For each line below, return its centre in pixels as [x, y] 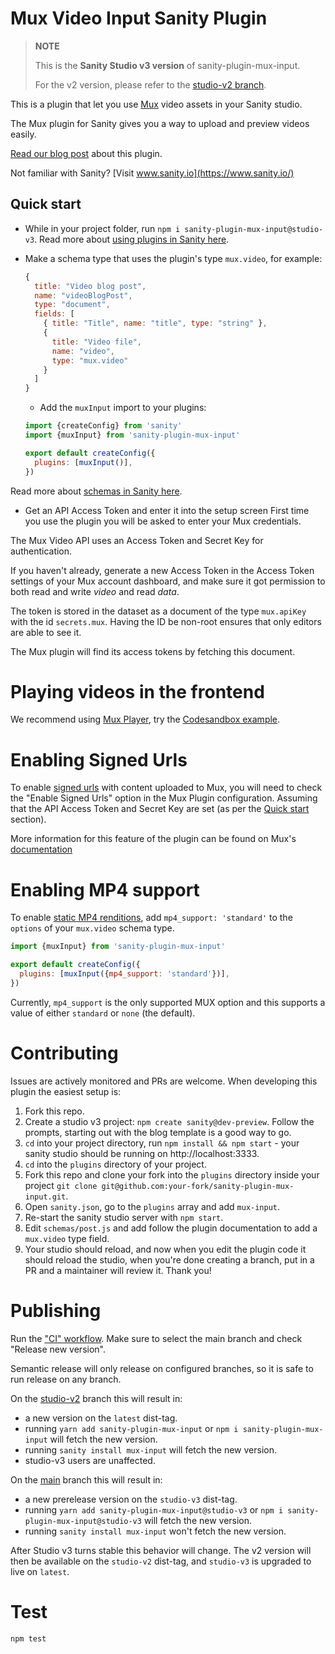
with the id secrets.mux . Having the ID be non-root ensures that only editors [166, 621]
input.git [45, 1197]
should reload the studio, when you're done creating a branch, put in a [169, 1259]
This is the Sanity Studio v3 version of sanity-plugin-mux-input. [167, 65]
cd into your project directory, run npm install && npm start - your [162, 1143]
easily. [23, 134]
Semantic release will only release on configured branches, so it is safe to [162, 1368]
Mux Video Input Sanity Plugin [139, 18]
